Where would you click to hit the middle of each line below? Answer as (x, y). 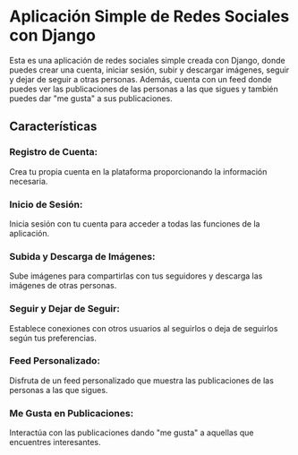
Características (53, 127)
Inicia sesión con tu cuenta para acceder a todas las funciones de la (135, 223)
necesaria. (29, 181)
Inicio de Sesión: (46, 204)
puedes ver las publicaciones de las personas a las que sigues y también (144, 89)
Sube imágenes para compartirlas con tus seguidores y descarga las (136, 276)
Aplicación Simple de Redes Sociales (149, 17)
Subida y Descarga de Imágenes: (82, 256)
